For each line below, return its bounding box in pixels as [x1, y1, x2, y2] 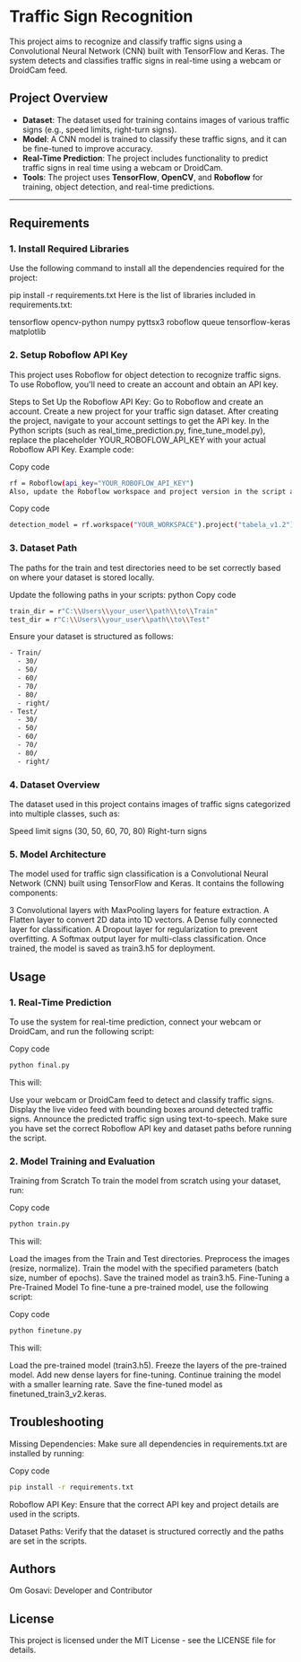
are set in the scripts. [9, 1535, 88, 1546]
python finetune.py [9, 1326, 82, 1335]
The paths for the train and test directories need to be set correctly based [9, 562, 281, 573]
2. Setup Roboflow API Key [9, 348, 128, 361]
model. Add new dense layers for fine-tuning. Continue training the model [9, 1369, 281, 1380]
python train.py [9, 1219, 70, 1229]
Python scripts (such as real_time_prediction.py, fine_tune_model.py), [9, 425, 266, 435]
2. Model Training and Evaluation [9, 1155, 155, 1167]
